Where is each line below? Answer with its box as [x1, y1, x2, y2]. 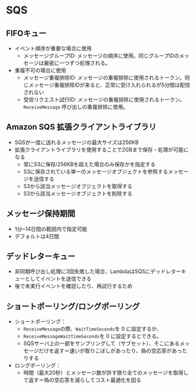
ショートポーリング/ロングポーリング [6, 301, 140, 311]
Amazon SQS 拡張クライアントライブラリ [6, 122, 157, 132]
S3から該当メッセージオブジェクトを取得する [23, 183, 133, 190]
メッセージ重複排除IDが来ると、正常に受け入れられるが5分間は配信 [28, 81, 190, 88]
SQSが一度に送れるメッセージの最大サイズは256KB [14, 139, 139, 146]
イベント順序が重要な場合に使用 [14, 45, 92, 51]
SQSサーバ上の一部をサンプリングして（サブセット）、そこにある [23, 340, 180, 347]
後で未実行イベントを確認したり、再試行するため [14, 283, 133, 290]
